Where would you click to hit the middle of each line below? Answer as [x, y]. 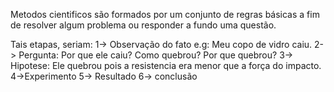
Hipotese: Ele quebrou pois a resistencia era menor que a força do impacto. [166, 65]
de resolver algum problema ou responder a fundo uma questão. [143, 25]
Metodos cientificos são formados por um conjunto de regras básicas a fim [165, 14]
